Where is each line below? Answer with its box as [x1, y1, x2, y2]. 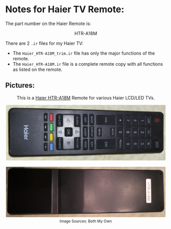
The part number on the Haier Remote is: [5, 20, 91, 27]
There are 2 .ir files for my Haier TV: [5, 40, 84, 46]
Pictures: [5, 81, 35, 90]
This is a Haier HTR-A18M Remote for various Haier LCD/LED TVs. [16, 94, 155, 100]
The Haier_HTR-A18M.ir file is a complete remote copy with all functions [12, 61, 163, 67]
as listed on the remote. [12, 66, 63, 72]
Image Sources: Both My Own [59, 219, 112, 224]
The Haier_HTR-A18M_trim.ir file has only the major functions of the [12, 50, 155, 56]
